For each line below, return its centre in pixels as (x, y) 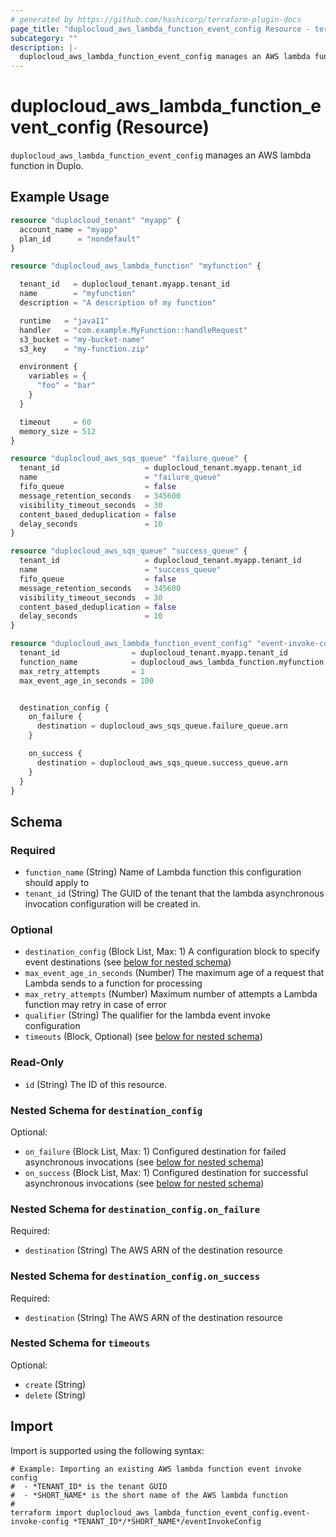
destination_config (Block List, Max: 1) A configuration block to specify (172, 952)
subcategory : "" (44, 38)
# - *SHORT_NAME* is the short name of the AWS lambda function (149, 1495)
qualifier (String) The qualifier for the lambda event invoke (147, 1015)
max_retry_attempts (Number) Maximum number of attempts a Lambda (171, 994)
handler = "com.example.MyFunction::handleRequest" (133, 330)
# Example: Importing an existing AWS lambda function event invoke (156, 1469)
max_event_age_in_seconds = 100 (87, 681)
